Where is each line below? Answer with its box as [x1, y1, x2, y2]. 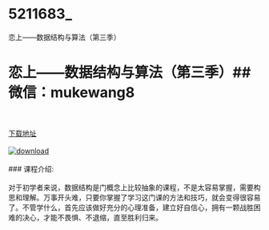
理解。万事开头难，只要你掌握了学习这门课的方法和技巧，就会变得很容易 [22, 192, 261, 202]
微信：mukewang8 [8, 83, 135, 102]
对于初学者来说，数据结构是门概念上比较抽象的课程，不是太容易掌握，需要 [8, 182, 254, 192]
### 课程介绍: [8, 163, 54, 173]
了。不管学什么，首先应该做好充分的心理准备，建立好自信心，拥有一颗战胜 [8, 202, 254, 212]
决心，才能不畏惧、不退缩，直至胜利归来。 [22, 212, 163, 222]
